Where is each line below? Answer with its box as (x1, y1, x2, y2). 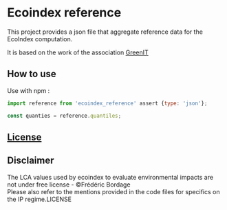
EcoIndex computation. (7, 34, 73, 43)
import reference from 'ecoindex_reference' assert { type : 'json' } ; (7, 100, 208, 107)
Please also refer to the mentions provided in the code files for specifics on (7, 187, 220, 196)
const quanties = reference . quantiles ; (7, 112, 122, 119)
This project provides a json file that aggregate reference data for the (7, 28, 203, 36)
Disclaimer (7, 155, 54, 167)
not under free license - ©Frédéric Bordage (7, 180, 131, 189)
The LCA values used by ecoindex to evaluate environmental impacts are (7, 173, 214, 181)
